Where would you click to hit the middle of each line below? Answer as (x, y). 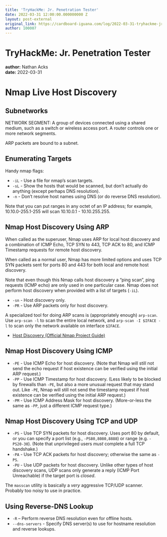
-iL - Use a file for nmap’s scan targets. (53, 180)
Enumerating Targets (39, 159)
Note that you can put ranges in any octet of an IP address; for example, (79, 206)
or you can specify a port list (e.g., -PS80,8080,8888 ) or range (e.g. (80, 439)
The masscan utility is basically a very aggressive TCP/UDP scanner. (74, 486)
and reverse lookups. (34, 529)
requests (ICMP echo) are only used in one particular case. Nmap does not (82, 285)
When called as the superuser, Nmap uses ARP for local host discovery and (83, 239)
